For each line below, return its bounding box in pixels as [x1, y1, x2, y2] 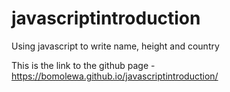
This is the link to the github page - [11, 59, 156, 71]
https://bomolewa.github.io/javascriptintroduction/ [11, 70, 219, 82]
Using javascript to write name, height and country [11, 40, 220, 52]
